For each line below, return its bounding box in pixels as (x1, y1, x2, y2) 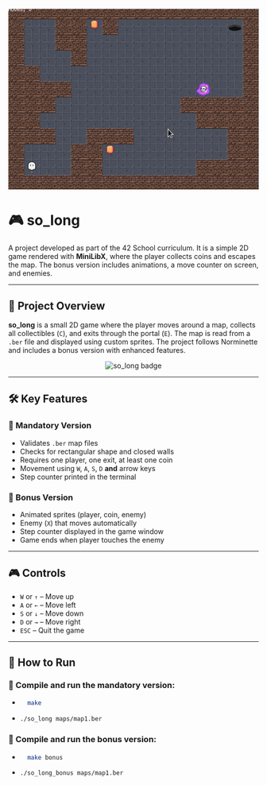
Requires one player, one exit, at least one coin (19, 454, 173, 465)
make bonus (27, 753, 64, 761)
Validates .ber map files (19, 438, 99, 447)
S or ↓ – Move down (19, 609, 84, 618)
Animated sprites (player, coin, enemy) (19, 509, 147, 519)
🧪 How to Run (8, 656, 76, 670)
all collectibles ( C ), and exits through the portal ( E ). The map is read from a (8, 328, 251, 338)
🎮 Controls (8, 567, 66, 580)
